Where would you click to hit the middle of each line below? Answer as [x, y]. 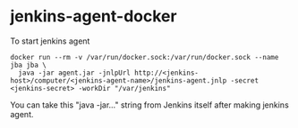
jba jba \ [29, 65]
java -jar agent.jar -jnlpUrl [74, 73]
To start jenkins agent [50, 41]
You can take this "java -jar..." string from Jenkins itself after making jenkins [149, 105]
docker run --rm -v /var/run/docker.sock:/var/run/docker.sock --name [145, 57]
